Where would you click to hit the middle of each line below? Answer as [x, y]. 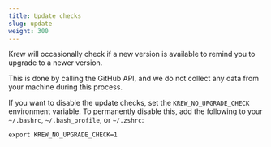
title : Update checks [45, 16]
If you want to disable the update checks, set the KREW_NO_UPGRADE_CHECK [129, 103]
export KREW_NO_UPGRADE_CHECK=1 [63, 135]
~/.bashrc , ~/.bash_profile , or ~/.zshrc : [76, 120]
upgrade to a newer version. [56, 63]
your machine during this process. [66, 87]
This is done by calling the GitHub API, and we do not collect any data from [134, 79]
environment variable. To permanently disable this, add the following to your [135, 111]
